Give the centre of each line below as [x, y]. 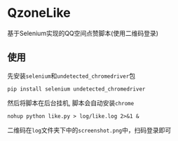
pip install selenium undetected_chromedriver [76, 89]
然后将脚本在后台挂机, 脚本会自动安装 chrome [71, 102]
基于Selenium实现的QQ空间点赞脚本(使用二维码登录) [83, 33]
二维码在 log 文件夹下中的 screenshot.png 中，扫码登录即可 [89, 130]
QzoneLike [39, 13]
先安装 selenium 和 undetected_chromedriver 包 [71, 76]
